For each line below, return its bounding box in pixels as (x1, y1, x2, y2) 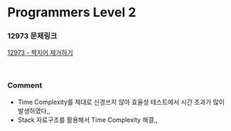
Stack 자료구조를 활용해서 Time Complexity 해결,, (17, 115, 158, 124)
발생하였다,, (17, 106, 51, 115)
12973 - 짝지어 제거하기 (7, 48, 73, 57)
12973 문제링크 (7, 31, 58, 41)
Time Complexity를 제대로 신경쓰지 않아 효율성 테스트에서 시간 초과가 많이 (17, 98, 225, 106)
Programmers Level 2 (7, 4, 136, 21)
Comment (7, 80, 43, 90)
